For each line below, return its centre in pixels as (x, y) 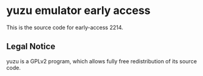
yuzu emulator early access (79, 11)
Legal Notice (31, 47)
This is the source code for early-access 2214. (65, 27)
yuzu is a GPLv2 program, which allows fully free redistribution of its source (102, 61)
